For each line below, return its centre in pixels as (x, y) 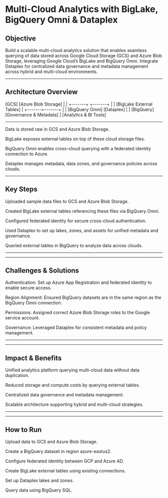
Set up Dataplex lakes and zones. (39, 480)
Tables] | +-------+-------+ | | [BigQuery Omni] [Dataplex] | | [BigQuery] (79, 109)
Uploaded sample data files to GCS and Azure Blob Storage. (67, 201)
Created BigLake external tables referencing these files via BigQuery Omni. (82, 211)
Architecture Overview (41, 92)
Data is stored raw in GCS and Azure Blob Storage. (57, 129)
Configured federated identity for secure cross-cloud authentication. (76, 221)
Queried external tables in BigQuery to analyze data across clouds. (74, 245)
